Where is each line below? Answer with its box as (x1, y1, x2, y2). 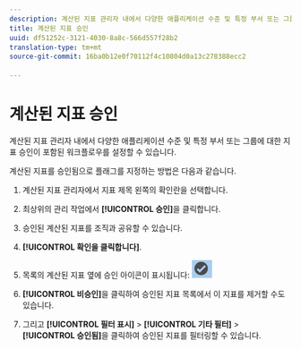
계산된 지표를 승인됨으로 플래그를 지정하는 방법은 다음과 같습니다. (9, 166, 237, 176)
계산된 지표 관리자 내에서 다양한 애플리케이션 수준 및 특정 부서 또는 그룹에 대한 (9, 135, 282, 146)
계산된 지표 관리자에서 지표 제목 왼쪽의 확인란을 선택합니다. (21, 184, 228, 195)
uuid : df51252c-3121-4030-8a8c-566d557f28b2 (9, 33, 178, 42)
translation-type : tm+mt (9, 43, 102, 52)
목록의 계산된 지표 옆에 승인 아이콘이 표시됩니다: (21, 269, 190, 280)
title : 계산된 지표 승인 (9, 23, 90, 33)
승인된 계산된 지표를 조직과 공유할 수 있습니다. (21, 222, 184, 233)
